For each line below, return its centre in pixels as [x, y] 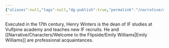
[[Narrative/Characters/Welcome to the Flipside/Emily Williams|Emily [76, 34]
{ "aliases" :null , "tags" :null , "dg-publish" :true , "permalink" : [71, 10]
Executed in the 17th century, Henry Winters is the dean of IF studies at [79, 24]
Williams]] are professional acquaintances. [49, 40]
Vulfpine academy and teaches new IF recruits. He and [62, 29]
